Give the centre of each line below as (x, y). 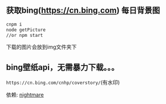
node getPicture (26, 30)
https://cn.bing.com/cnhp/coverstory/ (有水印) (63, 82)
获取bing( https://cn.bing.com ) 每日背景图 (83, 11)
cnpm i (14, 24)
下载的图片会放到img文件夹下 (42, 47)
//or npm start (25, 35)
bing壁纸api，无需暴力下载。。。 (62, 67)
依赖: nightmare (25, 95)
